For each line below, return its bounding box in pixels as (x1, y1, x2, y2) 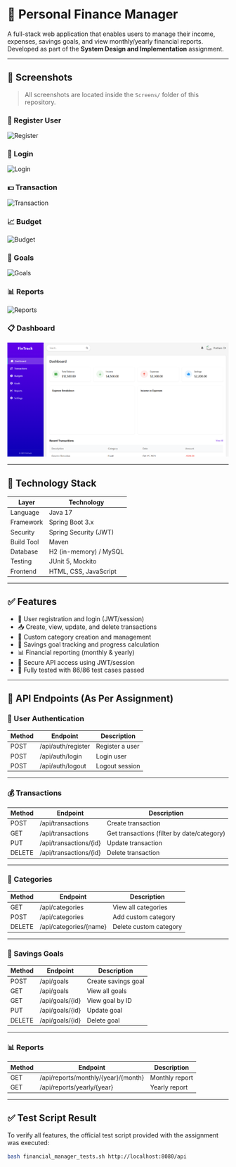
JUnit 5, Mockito (48, 557, 97, 566)
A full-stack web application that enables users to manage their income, (7, 30, 216, 38)
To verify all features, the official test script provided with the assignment (7, 1130, 219, 1140)
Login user (96, 751, 127, 760)
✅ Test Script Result (7, 1112, 97, 1124)
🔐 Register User (7, 116, 62, 125)
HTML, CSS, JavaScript (48, 567, 117, 575)
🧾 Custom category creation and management (17, 632, 152, 641)
